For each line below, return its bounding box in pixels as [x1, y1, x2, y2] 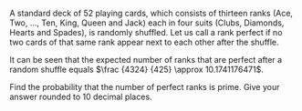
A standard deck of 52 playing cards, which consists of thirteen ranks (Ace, [9, 8, 294, 18]
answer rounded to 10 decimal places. [9, 91, 152, 102]
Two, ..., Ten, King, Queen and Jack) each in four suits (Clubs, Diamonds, [9, 17, 285, 28]
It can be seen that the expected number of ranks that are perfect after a [9, 55, 283, 65]
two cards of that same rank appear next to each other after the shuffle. [9, 36, 280, 47]
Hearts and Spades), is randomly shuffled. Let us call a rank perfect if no [9, 27, 283, 37]
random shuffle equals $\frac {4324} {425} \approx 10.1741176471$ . [9, 64, 265, 75]
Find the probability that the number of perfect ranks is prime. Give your [9, 82, 280, 92]
